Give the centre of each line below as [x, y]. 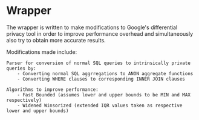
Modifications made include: [42, 52]
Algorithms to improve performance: [52, 89]
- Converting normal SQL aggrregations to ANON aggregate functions [105, 73]
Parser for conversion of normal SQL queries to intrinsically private [98, 63]
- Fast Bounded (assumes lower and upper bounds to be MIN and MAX [104, 95]
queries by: [21, 68]
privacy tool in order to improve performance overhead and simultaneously [100, 33]
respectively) [24, 100]
